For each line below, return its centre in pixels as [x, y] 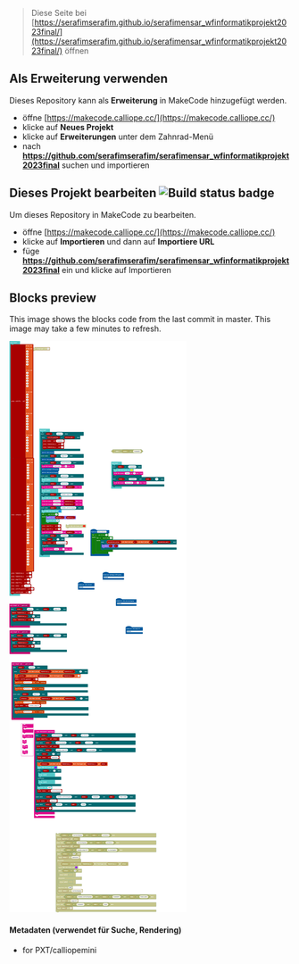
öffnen [77, 51]
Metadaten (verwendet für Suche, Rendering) [96, 930]
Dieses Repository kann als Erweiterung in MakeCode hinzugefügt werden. [148, 100]
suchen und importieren [105, 165]
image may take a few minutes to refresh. [85, 328]
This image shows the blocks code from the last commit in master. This [140, 320]
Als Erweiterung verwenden [88, 79]
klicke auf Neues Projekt [68, 127]
